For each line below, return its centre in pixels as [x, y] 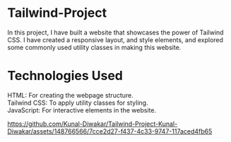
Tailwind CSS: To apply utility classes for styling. [78, 103]
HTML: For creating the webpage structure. [71, 95]
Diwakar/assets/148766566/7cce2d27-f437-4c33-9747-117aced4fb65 [110, 131]
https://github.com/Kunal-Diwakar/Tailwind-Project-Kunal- [93, 124]
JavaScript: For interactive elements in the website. [82, 110]
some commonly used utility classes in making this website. [94, 47]
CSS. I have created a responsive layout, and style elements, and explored [115, 39]
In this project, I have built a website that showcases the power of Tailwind [115, 32]
